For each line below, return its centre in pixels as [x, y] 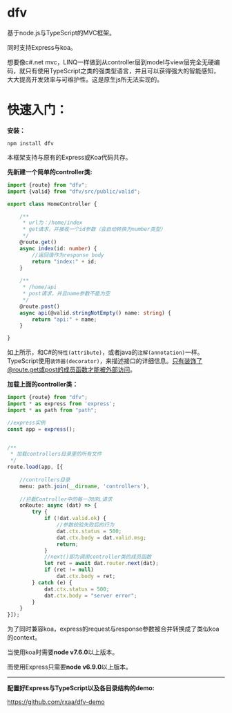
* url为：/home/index [52, 223]
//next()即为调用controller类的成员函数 [98, 557]
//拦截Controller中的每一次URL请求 [66, 499]
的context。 [24, 638]
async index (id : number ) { [58, 248]
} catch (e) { [52, 582]
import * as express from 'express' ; [61, 404]
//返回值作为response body [68, 255]
